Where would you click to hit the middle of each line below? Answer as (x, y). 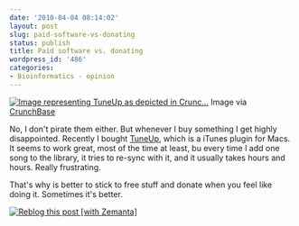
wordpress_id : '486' (48, 59)
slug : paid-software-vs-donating (72, 34)
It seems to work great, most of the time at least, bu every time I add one (145, 148)
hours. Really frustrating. (55, 167)
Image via (229, 102)
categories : (32, 68)
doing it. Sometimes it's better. (66, 194)
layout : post (34, 26)
